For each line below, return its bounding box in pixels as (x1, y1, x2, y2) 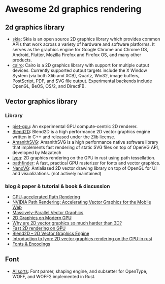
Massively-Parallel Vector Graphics (12, 209, 84, 215)
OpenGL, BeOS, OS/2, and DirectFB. (12, 83, 86, 89)
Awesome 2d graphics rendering (5, 3, 142, 15)
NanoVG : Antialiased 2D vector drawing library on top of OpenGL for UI (12, 165, 157, 171)
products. (12, 57, 32, 63)
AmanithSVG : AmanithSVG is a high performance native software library (12, 139, 159, 145)
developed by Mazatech (12, 149, 62, 156)
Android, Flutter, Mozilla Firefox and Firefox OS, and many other (12, 52, 141, 58)
